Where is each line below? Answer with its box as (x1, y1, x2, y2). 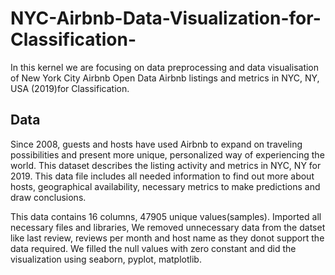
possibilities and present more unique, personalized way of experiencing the (10, 148, 325, 161)
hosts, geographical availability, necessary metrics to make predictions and (10, 180, 321, 192)
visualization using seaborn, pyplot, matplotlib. (10, 253, 202, 265)
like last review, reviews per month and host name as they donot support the (10, 232, 325, 244)
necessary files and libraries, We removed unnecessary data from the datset (10, 221, 326, 233)
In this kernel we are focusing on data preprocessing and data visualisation (10, 61, 320, 73)
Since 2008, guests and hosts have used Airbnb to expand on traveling (10, 138, 303, 150)
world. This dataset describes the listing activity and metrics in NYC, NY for (10, 159, 322, 171)
